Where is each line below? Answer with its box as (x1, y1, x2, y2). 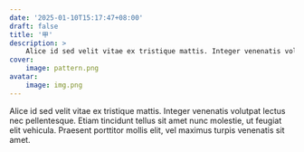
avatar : (9, 72, 39, 81)
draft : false (9, 22, 59, 31)
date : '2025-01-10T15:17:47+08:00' (9, 13, 144, 23)
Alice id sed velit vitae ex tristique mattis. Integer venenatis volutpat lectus (9, 105, 286, 116)
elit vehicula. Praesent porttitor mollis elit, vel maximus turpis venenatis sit (9, 124, 285, 136)
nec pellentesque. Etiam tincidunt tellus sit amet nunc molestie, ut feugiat (9, 115, 282, 126)
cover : (9, 55, 34, 64)
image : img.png (25, 81, 83, 90)
